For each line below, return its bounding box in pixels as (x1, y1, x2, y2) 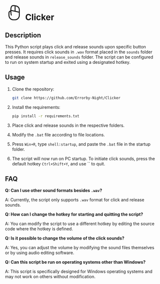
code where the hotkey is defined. (5, 226, 73, 232)
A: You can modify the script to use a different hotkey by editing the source (5, 221, 155, 227)
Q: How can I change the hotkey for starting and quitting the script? (5, 211, 144, 217)
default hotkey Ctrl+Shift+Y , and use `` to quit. (12, 161, 105, 166)
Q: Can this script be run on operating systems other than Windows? (5, 259, 146, 265)
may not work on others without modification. (5, 274, 96, 280)
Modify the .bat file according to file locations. (12, 132, 105, 137)
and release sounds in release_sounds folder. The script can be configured (5, 54, 153, 60)
